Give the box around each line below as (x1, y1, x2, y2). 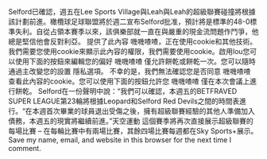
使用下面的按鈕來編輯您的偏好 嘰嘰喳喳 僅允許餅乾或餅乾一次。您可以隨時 (14, 56, 256, 66)
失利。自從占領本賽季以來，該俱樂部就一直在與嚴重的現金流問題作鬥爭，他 (14, 27, 259, 36)
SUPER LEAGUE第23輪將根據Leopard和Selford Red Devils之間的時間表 (8, 96, 240, 106)
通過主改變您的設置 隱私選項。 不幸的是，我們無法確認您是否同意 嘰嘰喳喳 (8, 67, 251, 76)
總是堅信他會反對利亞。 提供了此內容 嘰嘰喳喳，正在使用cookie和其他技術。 (8, 37, 257, 46)
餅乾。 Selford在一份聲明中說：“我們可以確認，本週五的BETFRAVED (14, 87, 238, 95)
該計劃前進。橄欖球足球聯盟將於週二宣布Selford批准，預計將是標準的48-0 (8, 17, 250, 26)
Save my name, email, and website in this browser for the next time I (8, 135, 232, 145)
